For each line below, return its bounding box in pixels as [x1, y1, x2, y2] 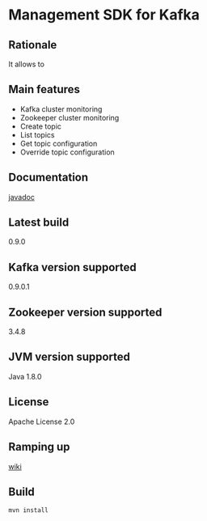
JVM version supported [8, 350, 131, 364]
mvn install [8, 506, 49, 515]
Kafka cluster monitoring [19, 104, 103, 114]
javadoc [8, 192, 35, 201]
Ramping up [8, 440, 70, 454]
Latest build [8, 216, 70, 230]
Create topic [19, 121, 62, 131]
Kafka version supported [8, 260, 137, 274]
